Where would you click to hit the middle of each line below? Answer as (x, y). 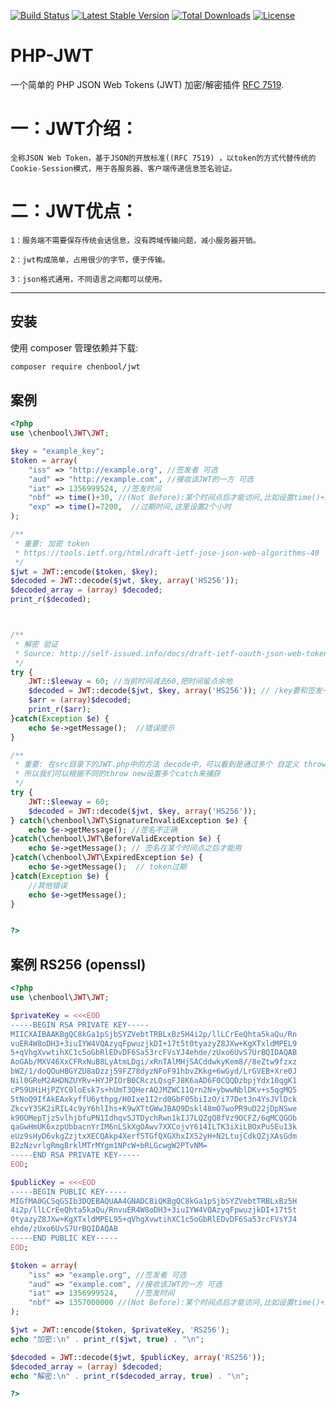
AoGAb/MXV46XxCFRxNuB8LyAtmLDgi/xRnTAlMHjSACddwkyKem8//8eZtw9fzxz (154, 1062)
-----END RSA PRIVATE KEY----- (75, 1155)
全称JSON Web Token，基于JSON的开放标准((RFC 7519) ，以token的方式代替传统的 (163, 158)
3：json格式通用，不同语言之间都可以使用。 (88, 279)
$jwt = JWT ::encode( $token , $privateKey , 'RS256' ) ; (120, 1330)
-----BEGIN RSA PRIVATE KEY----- (80, 1025)
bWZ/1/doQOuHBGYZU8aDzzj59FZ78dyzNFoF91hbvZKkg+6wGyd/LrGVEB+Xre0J (154, 1071)
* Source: (35, 653)
